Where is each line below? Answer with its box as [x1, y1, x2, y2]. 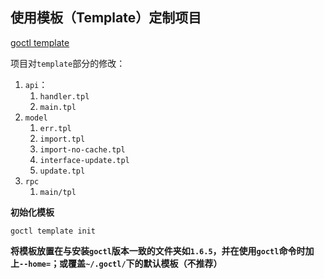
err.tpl [39, 123, 72, 133]
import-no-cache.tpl [39, 144, 126, 155]
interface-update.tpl [39, 155, 130, 165]
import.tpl [39, 134, 86, 144]
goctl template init [10, 226, 97, 236]
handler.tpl [39, 91, 90, 102]
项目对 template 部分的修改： [10, 57, 126, 69]
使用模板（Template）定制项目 [10, 9, 202, 27]
